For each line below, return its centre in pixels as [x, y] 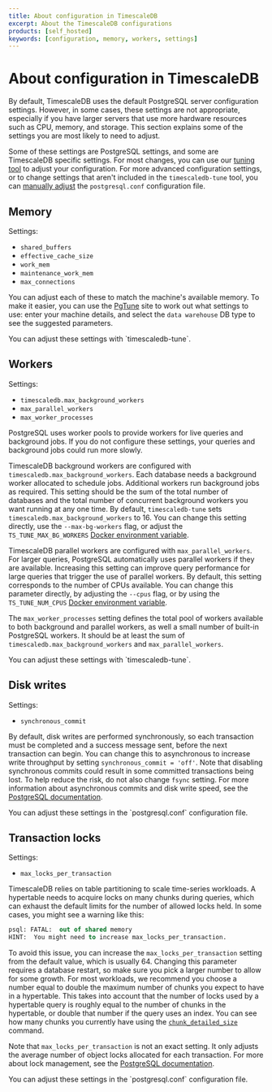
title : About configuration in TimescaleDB [83, 16]
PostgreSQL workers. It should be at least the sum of [97, 635]
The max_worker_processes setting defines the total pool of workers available [136, 617]
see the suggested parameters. [61, 323]
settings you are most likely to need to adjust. [84, 136]
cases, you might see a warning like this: [76, 915]
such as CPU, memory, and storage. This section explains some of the [126, 128]
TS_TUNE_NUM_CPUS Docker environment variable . [88, 602]
